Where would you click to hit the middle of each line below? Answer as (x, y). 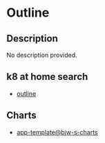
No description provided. (42, 55)
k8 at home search (47, 77)
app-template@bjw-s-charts (57, 132)
